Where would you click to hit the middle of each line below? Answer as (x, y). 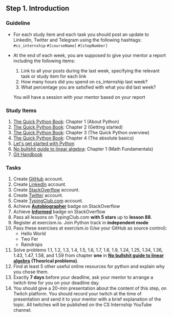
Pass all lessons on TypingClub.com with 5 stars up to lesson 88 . (83, 217)
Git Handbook (28, 154)
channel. (23, 310)
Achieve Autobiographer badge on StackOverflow (67, 206)
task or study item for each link (53, 76)
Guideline (18, 23)
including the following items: (44, 61)
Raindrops (32, 244)
